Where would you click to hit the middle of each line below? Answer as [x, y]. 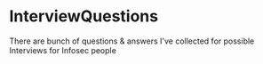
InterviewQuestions [84, 16]
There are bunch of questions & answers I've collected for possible [132, 41]
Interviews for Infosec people [63, 50]
